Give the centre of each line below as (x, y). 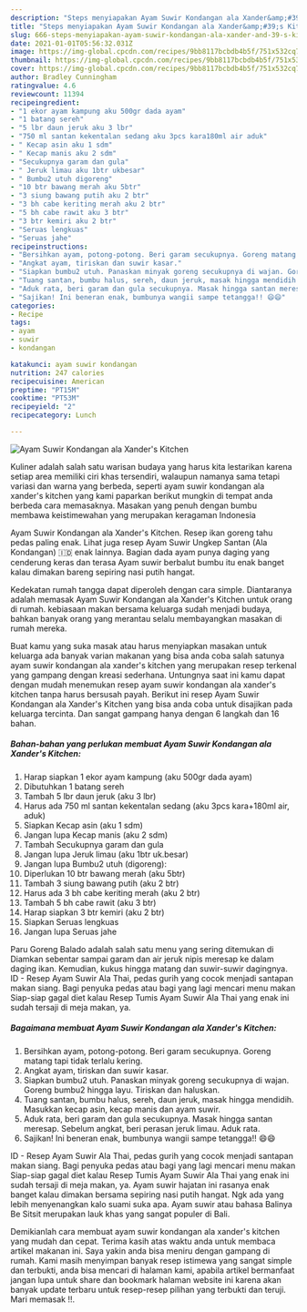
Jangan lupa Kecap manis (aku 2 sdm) (96, 835)
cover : (23, 69)
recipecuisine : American (57, 381)
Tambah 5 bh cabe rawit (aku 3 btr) (90, 902)
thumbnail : (31, 60)
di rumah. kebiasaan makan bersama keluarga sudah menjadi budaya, (141, 609)
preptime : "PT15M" (45, 390)
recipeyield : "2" (43, 407)
